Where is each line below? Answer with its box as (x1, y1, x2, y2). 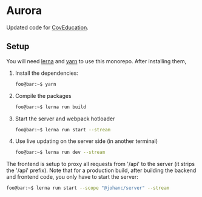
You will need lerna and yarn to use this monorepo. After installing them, (6, 57, 187, 64)
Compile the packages (15, 92, 72, 99)
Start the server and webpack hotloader (15, 115, 115, 122)
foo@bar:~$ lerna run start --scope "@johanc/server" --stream (6, 185, 170, 192)
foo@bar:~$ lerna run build (15, 104, 86, 110)
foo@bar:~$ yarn (15, 81, 56, 87)
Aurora (6, 4, 42, 18)
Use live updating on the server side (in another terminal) (15, 137, 158, 145)
